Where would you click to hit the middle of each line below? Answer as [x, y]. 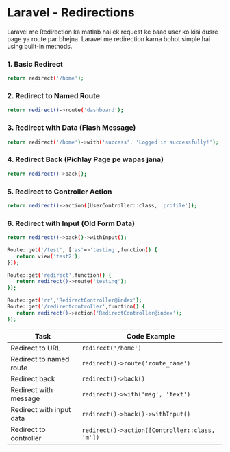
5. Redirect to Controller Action [60, 192]
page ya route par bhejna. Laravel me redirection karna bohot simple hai [109, 38]
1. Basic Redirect [35, 64]
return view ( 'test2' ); [48, 256]
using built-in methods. [40, 46]
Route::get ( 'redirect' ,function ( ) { [59, 275]
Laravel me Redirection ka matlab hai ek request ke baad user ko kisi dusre [113, 32]
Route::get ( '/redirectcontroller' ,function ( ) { [76, 307]
